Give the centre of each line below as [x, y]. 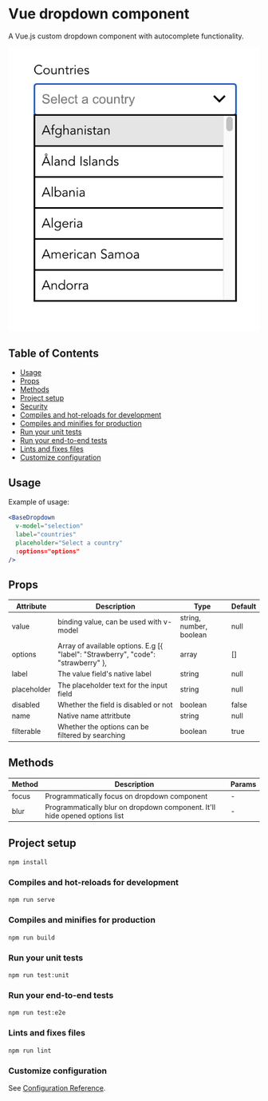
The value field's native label [104, 674]
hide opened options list [85, 816]
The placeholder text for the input [112, 685]
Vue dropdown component [99, 14]
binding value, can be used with [110, 622]
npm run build [32, 937]
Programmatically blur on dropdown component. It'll [130, 807]
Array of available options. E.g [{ [110, 646]
